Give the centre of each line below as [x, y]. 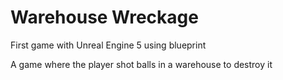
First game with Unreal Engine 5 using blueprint [108, 45]
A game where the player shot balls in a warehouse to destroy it [141, 64]
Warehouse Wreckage [104, 17]
